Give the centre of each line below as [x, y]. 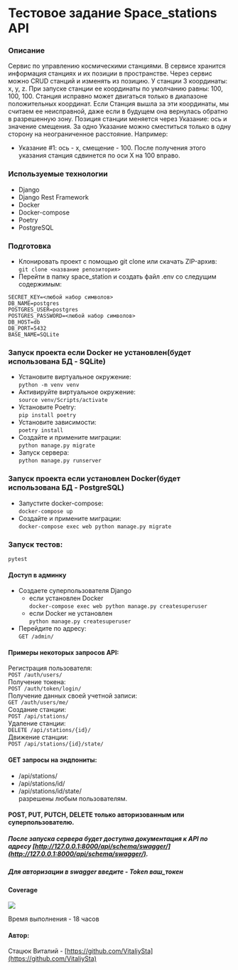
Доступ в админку [37, 574]
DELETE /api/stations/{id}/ [50, 731]
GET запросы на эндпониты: [53, 760]
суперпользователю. [41, 822]
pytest [18, 559]
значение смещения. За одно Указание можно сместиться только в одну [120, 127]
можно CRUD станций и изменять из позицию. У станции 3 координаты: [118, 81]
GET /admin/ [36, 637]
